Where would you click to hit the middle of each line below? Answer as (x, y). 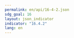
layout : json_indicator (29, 19)
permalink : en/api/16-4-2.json (37, 10)
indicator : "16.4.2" (26, 23)
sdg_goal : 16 (18, 14)
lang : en (14, 28)
